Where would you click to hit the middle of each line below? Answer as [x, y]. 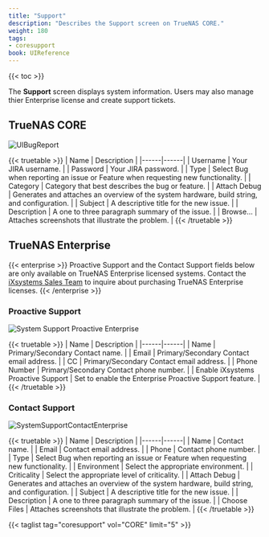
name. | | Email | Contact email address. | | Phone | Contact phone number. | [134, 449]
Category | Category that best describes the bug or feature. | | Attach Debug [135, 186]
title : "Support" [37, 16]
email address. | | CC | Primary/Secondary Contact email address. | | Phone [133, 361]
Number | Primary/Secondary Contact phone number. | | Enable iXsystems [131, 370]
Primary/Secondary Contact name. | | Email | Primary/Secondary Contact [129, 353]
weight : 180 [28, 31]
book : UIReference [39, 53]
